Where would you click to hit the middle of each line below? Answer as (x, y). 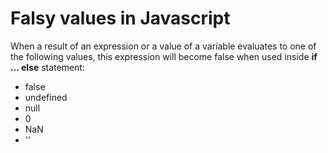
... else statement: (47, 67)
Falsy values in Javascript (120, 18)
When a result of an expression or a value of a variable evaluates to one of (163, 46)
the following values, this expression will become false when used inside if (164, 56)
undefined (46, 97)
